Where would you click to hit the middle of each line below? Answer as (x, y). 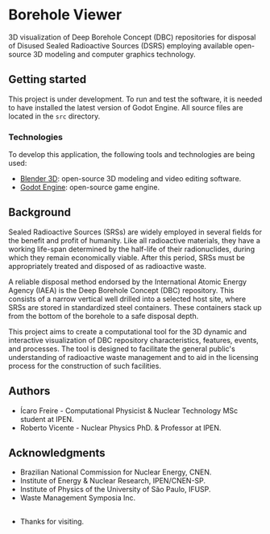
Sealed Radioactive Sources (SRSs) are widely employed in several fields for (135, 232)
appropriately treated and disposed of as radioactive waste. (108, 266)
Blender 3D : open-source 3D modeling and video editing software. (131, 179)
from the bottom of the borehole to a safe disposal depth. (104, 316)
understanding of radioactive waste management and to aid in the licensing (134, 357)
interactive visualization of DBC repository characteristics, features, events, (134, 340)
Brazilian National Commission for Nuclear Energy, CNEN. (116, 472)
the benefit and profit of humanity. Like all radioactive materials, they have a (134, 240)
